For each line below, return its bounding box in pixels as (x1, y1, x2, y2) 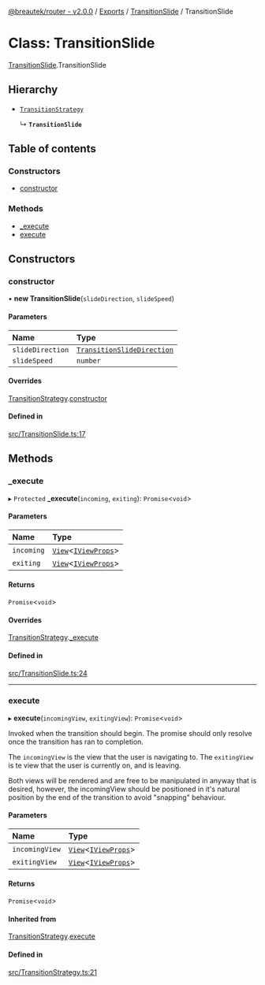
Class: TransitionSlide (8, 35, 155, 52)
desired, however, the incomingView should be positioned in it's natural (8, 784, 241, 794)
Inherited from (8, 914, 57, 924)
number (76, 356, 101, 365)
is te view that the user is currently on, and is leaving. (8, 760, 181, 770)
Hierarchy (8, 83, 58, 97)
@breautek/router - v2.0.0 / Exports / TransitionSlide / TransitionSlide (8, 7, 234, 16)
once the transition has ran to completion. (8, 737, 144, 746)
